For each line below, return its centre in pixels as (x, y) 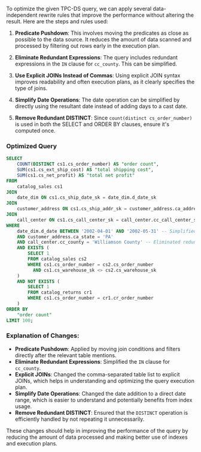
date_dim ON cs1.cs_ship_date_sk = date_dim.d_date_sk (87, 197)
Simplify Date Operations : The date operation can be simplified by (97, 100)
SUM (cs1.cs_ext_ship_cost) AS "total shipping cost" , (85, 170)
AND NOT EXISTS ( (39, 282)
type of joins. (31, 88)
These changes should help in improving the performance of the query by (97, 430)
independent (22, 15)
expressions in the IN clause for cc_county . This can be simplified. (96, 64)
